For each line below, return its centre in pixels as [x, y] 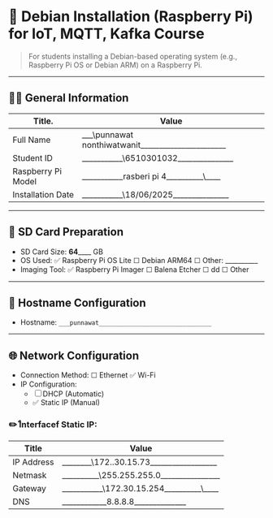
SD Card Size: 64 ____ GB [62, 252]
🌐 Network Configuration [74, 355]
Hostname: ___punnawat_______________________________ [116, 322]
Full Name [32, 140]
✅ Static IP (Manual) [66, 403]
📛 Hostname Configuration [77, 302]
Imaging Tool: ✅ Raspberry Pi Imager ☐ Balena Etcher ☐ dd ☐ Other [134, 269]
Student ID [32, 158]
